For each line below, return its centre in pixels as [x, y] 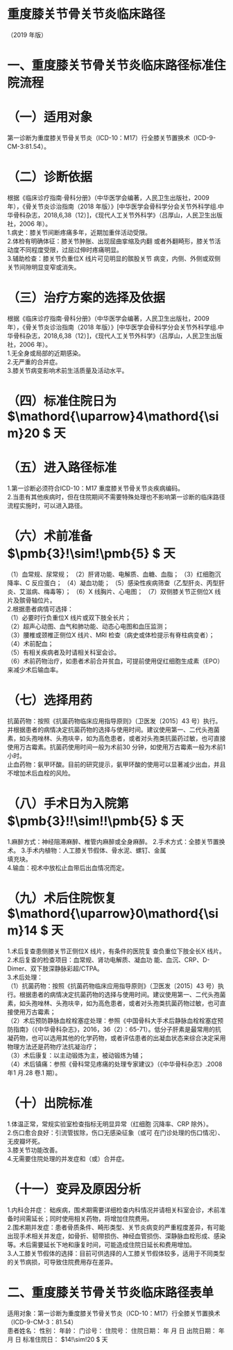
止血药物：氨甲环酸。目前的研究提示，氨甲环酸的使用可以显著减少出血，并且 [116, 764]
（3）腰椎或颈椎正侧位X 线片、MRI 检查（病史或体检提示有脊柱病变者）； [111, 635]
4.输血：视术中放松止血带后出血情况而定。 [68, 867]
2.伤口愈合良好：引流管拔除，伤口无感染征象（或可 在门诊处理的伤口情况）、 [115, 1133]
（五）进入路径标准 [62, 468]
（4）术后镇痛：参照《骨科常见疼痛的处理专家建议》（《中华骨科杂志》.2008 [115, 1064]
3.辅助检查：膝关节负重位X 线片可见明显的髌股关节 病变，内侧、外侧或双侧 [114, 258]
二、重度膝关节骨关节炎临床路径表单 [111, 1292]
